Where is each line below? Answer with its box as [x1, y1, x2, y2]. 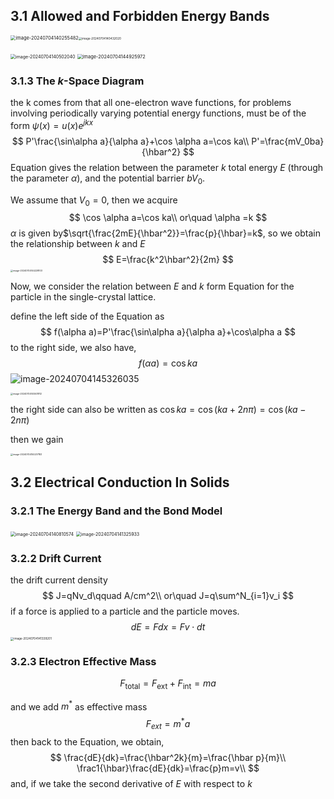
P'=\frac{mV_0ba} [251, 135, 325, 147]
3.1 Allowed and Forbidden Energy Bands [10, 8, 270, 25]
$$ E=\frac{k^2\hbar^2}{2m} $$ [102, 254, 234, 266]
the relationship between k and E [10, 238, 146, 250]
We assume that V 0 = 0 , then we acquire [10, 194, 178, 208]
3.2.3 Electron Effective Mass [10, 654, 157, 668]
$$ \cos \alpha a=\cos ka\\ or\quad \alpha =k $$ [68, 212, 268, 224]
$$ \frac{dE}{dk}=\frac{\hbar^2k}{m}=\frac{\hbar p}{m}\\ [49, 751, 287, 763]
